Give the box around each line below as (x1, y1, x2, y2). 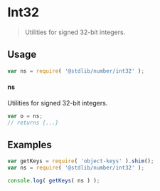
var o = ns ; (7, 112, 43, 120)
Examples (7, 138, 52, 150)
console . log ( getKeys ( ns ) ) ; (7, 177, 100, 185)
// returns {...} (7, 119, 59, 126)
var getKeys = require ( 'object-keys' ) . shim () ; (7, 158, 154, 165)
